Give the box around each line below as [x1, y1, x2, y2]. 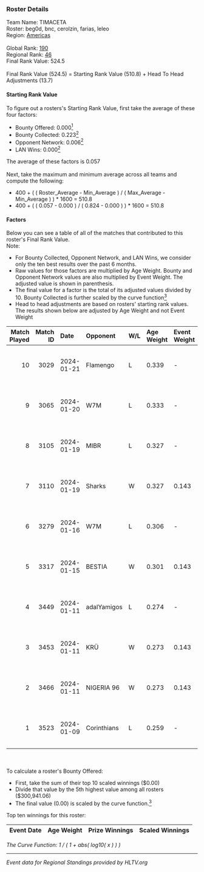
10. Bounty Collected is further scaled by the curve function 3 [15, 293, 167, 301]
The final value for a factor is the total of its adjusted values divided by [15, 287, 191, 294]
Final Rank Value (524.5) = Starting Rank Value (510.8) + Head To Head [6, 71, 184, 78]
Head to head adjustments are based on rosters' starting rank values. [15, 300, 189, 307]
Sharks [86, 481, 106, 490]
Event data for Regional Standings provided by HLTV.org [6, 859, 148, 866]
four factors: [6, 111, 38, 118]
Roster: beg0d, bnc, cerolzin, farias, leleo [6, 25, 109, 32]
